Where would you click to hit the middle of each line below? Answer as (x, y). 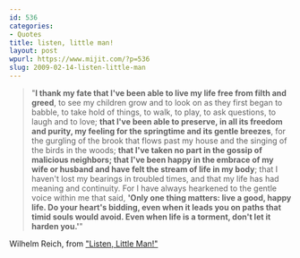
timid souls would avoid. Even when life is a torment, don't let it (151, 217)
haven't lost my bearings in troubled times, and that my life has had (155, 178)
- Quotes (26, 34)
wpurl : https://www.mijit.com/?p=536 (80, 59)
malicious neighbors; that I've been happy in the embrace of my (152, 159)
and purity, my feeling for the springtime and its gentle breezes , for (159, 131)
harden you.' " (57, 226)
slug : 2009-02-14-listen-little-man (77, 68)
